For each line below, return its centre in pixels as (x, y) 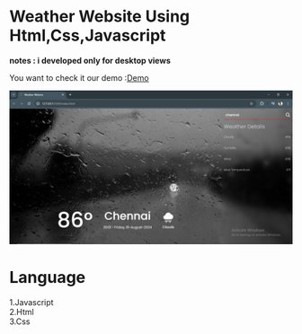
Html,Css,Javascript (88, 35)
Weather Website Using (100, 17)
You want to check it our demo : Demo (80, 77)
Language (48, 277)
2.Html (22, 312)
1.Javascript (31, 302)
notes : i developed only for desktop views (90, 60)
